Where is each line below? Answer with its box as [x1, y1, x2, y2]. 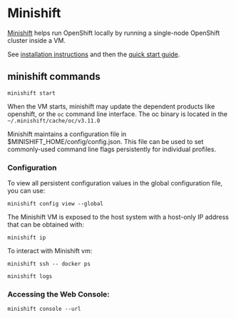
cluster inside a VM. [7, 36, 66, 44]
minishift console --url [7, 305, 81, 313]
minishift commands [7, 71, 101, 83]
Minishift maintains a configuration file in [7, 130, 127, 138]
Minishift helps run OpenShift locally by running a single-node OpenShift [7, 29, 220, 37]
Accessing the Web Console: [7, 289, 111, 299]
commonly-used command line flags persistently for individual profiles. [7, 145, 216, 153]
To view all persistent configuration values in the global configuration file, [7, 179, 223, 188]
